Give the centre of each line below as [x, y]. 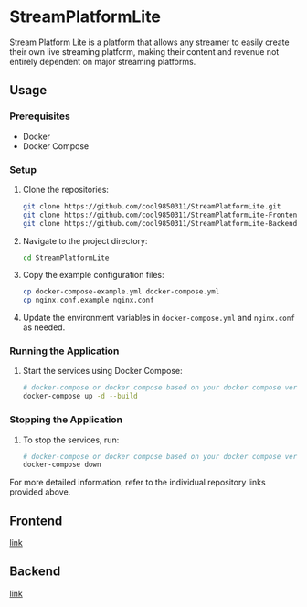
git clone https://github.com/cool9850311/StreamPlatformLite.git [152, 206]
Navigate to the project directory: [85, 240]
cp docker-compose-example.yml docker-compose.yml [121, 292]
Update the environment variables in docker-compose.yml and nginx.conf [159, 318]
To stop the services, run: [71, 440]
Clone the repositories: [66, 189]
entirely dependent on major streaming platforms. [103, 61]
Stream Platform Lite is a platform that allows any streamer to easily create [149, 42]
